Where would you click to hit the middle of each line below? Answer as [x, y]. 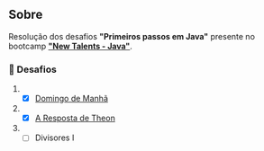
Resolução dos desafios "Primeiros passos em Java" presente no [132, 36]
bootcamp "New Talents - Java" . [70, 46]
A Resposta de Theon [75, 118]
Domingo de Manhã [72, 99]
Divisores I [55, 138]
